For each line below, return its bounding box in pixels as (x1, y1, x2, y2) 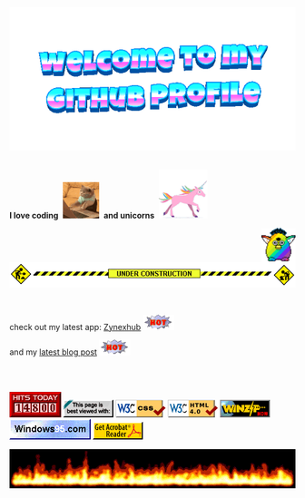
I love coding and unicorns (9, 210, 155, 220)
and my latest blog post (9, 347, 98, 357)
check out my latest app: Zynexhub (9, 321, 142, 332)
